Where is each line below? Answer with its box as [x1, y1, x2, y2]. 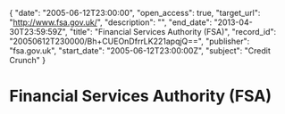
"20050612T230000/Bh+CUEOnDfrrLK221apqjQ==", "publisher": [9, 36, 250, 46]
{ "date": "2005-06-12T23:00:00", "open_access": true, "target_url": [9, 8, 261, 18]
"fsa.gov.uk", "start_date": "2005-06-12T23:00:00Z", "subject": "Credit [9, 45, 271, 56]
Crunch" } [9, 55, 46, 65]
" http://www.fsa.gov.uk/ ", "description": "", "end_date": [9, 17, 213, 28]
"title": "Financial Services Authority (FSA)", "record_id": [69, 27, 277, 37]
